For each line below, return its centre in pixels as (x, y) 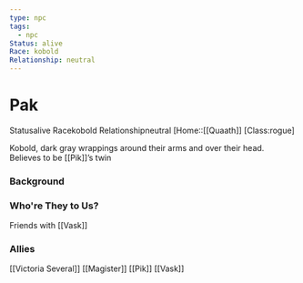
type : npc (28, 18)
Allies (22, 249)
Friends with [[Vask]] (49, 226)
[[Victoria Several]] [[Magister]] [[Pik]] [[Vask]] (97, 268)
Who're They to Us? (54, 206)
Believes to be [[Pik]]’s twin (61, 157)
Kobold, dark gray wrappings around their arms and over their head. (137, 147)
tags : (20, 26)
